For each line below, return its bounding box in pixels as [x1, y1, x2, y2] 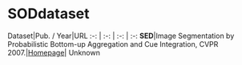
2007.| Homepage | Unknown [7, 48, 101, 57]
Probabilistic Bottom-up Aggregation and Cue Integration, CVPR [7, 39, 219, 48]
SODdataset [7, 5, 90, 23]
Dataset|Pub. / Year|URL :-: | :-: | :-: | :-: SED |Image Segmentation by [7, 31, 235, 40]
